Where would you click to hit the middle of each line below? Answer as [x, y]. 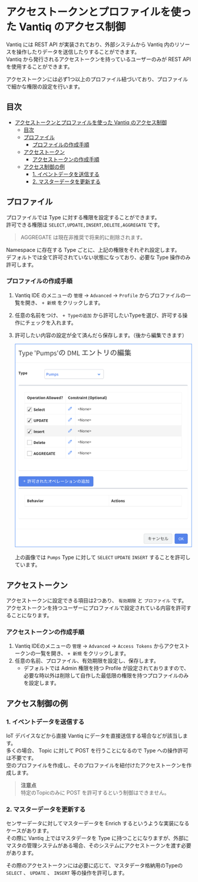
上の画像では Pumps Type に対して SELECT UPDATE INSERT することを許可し [103, 557]
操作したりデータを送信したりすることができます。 [78, 51]
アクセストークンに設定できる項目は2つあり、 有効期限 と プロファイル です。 [97, 601]
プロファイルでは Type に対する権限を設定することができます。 [83, 217]
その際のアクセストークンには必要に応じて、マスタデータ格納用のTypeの [95, 865]
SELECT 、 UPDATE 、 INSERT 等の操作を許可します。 [67, 873]
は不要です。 [22, 758]
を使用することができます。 [39, 66]
